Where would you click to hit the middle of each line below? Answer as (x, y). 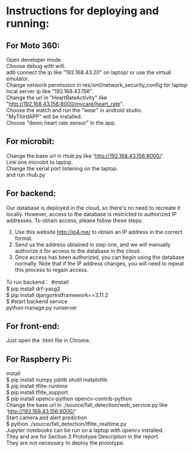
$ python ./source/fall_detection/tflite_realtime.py (67, 424)
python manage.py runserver (42, 308)
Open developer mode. (34, 60)
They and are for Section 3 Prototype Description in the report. (83, 437)
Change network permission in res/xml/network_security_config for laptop (97, 85)
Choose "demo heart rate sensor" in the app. (61, 123)
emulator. (18, 79)
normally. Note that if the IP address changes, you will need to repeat (99, 263)
